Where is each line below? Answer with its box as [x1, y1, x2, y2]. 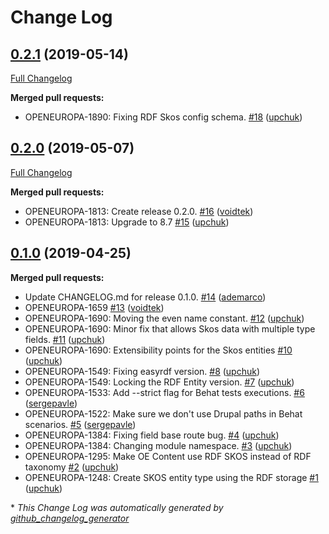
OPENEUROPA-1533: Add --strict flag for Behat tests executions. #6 [24, 386, 305, 398]
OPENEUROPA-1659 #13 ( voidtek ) [24, 301, 165, 313]
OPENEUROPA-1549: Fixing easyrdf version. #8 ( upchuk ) [24, 365, 261, 377]
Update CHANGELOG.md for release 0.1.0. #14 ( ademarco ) [24, 291, 267, 303]
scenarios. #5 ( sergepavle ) [24, 418, 137, 430]
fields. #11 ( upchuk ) [24, 333, 106, 345]
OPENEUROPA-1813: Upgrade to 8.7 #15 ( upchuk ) [24, 216, 230, 228]
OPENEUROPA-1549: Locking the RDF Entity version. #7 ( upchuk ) [24, 376, 295, 388]
